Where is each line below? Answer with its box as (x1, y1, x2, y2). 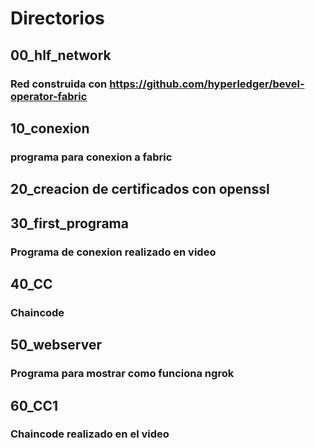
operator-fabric (10, 89, 88, 103)
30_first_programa (10, 215, 129, 232)
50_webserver (10, 337, 103, 354)
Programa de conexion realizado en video (10, 245, 217, 259)
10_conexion (10, 120, 90, 137)
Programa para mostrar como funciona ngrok (10, 367, 235, 381)
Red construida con (10, 77, 108, 91)
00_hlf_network (10, 47, 112, 64)
